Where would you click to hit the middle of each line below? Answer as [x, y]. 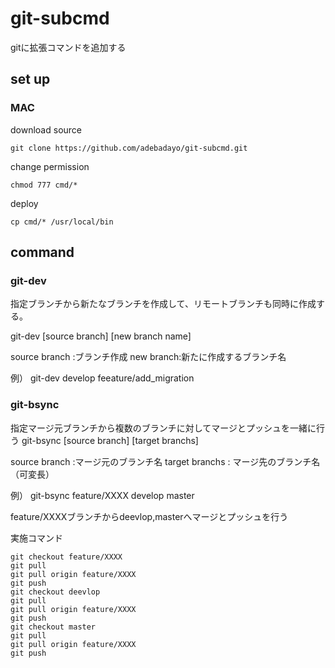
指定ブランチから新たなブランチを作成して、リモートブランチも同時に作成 [163, 304]
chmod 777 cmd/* [44, 185]
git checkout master [53, 627]
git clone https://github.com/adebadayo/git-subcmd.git [129, 148]
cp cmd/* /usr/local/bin [62, 222]
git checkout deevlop [55, 592]
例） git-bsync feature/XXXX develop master [102, 495]
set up [30, 79]
